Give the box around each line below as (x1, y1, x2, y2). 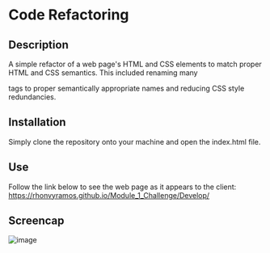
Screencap (8, 214, 65, 228)
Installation (8, 116, 66, 129)
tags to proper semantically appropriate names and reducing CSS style (8, 83, 245, 93)
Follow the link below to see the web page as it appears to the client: (8, 182, 237, 192)
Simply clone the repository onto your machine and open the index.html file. (8, 137, 261, 146)
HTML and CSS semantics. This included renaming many (8, 68, 198, 78)
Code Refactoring (8, 6, 129, 24)
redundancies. (8, 92, 57, 102)
